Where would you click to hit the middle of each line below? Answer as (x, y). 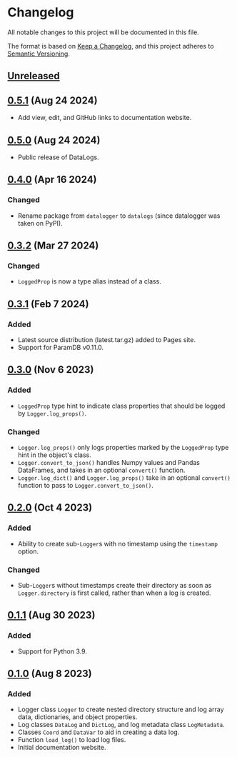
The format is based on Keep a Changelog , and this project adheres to (111, 46)
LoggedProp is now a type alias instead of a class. (90, 281)
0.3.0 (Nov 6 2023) (51, 370)
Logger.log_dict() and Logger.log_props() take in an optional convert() (124, 478)
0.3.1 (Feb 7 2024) (48, 304)
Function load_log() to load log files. (72, 740)
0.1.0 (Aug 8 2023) (50, 674)
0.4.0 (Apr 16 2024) (52, 180)
